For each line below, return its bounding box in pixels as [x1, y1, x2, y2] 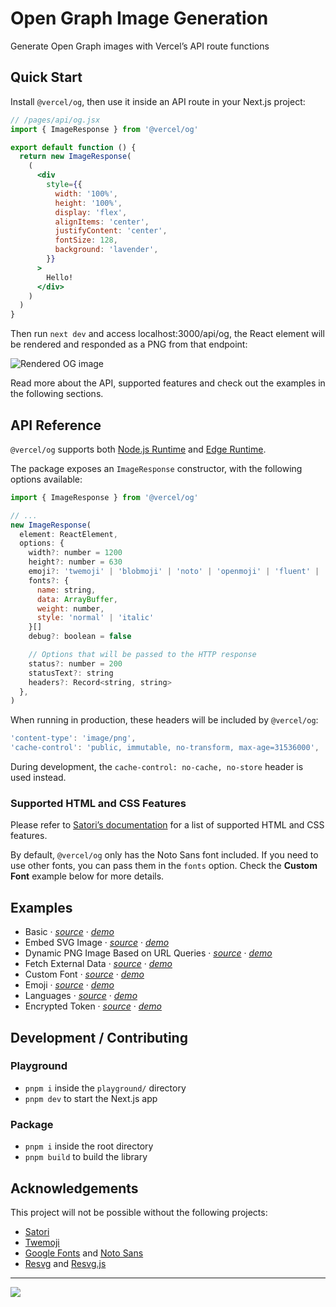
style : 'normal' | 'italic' [36, 613, 155, 623]
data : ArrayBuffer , [36, 594, 118, 604]
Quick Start [10, 69, 83, 86]
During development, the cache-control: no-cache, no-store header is [10, 761, 304, 773]
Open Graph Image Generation [10, 7, 269, 30]
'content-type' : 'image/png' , [10, 733, 137, 744]
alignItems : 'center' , [54, 217, 150, 227]
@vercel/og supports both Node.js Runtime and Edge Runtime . [10, 443, 267, 455]
